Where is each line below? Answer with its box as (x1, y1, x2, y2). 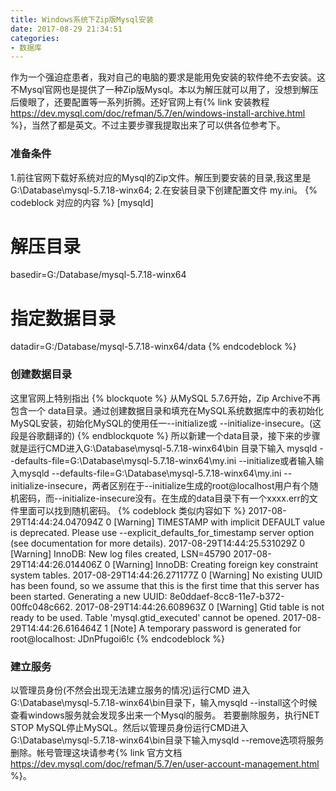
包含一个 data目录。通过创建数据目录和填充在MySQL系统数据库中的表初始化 (10, 404, 325, 416)
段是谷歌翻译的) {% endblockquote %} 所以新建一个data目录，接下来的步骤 (10, 429, 321, 441)
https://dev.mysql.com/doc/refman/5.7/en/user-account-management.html (10, 758, 320, 770)
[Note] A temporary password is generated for (109, 622, 302, 634)
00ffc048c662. (10, 601, 73, 613)
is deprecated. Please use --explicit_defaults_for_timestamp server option (10, 526, 315, 538)
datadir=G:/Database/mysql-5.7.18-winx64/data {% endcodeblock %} (10, 341, 297, 353)
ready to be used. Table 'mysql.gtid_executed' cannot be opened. (10, 611, 281, 623)
